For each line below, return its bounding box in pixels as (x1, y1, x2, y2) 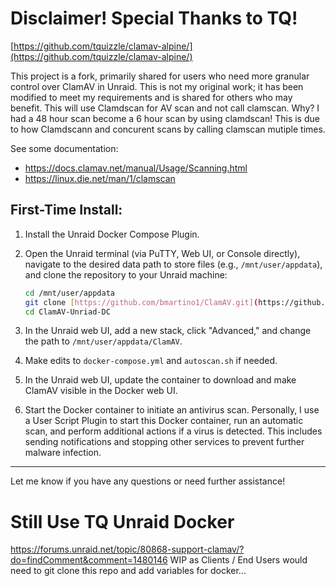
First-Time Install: (10, 202, 123, 219)
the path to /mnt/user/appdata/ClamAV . (24, 335, 183, 347)
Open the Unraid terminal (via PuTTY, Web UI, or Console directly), (24, 247, 301, 259)
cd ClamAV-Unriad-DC (24, 307, 111, 317)
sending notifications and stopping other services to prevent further (24, 436, 305, 448)
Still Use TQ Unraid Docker (10, 510, 235, 533)
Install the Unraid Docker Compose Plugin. (24, 228, 200, 240)
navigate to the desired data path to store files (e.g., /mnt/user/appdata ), (24, 258, 323, 270)
